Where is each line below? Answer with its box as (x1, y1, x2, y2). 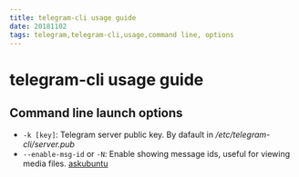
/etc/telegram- (215, 129, 271, 141)
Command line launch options (9, 105, 183, 121)
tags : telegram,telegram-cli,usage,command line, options (9, 30, 234, 39)
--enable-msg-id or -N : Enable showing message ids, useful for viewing (22, 149, 291, 160)
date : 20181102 (9, 22, 67, 31)
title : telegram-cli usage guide (9, 13, 137, 23)
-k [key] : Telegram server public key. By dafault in (22, 129, 214, 141)
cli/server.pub (22, 139, 76, 150)
